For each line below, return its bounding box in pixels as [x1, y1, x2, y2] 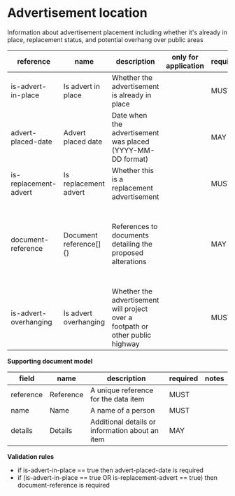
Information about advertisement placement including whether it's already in [7, 28, 227, 36]
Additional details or [90, 417, 156, 427]
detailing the [111, 239, 152, 249]
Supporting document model [7, 357, 93, 365]
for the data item [90, 394, 145, 404]
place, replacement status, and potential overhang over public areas [7, 35, 204, 43]
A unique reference [90, 385, 154, 395]
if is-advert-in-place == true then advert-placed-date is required [17, 466, 204, 474]
